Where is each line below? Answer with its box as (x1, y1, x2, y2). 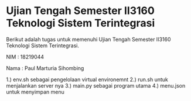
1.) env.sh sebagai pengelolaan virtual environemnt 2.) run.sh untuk (6, 76, 169, 83)
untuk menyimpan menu (6, 88, 64, 95)
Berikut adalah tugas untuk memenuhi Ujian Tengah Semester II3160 (6, 36, 171, 43)
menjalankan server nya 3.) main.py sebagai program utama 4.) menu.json (6, 82, 186, 89)
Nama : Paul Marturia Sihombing (6, 64, 84, 71)
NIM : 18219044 (6, 53, 45, 60)
